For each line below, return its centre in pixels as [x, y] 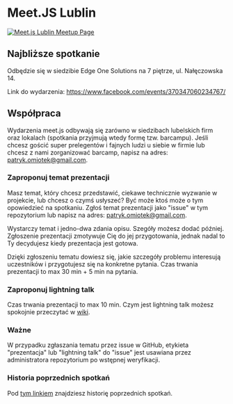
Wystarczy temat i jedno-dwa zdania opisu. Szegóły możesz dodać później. [116, 228]
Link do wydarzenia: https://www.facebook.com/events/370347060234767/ [116, 91]
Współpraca [34, 114]
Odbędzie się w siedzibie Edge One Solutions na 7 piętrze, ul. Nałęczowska [115, 70]
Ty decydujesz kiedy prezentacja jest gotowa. [73, 243]
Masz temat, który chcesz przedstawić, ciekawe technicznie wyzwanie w [112, 193]
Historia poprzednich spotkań [58, 378]
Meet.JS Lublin [51, 13]
